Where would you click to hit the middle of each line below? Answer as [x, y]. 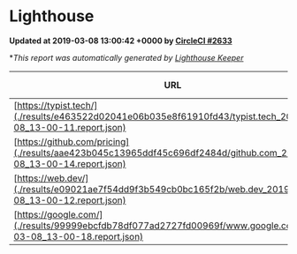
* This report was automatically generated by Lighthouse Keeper [126, 57]
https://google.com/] [60, 214]
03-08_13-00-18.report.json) [79, 236]
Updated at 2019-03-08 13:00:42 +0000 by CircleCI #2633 [121, 41]
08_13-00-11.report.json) [70, 127]
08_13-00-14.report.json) [70, 163]
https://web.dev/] [53, 178]
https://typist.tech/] [57, 105]
